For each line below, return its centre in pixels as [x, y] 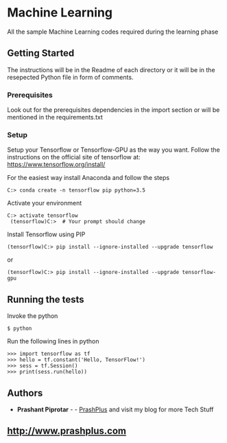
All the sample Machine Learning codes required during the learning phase [113, 32]
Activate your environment [45, 203]
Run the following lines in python [53, 341]
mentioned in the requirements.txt [55, 117]
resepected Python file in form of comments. [70, 77]
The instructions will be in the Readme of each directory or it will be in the [111, 69]
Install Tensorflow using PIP [46, 234]
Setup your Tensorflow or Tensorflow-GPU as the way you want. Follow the [114, 150]
